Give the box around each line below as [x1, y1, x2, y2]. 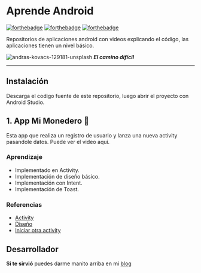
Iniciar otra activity [14, 227, 61, 234]
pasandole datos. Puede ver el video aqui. [6, 138, 110, 145]
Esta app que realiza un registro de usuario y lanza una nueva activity [6, 131, 178, 139]
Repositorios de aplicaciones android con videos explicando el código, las [6, 35, 189, 42]
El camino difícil [93, 53, 135, 60]
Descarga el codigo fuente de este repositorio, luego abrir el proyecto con [6, 92, 189, 99]
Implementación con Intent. [14, 179, 83, 186]
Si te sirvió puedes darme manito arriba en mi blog [6, 260, 132, 267]
